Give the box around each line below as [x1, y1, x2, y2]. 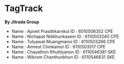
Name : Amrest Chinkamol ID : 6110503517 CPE [11, 44, 106, 49]
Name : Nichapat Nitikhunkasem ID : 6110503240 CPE [11, 33, 119, 39]
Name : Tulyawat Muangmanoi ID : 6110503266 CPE [11, 38, 116, 44]
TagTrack [4, 3, 43, 14]
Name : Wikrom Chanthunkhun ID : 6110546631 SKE [11, 54, 115, 60]
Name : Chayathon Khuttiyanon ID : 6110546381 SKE [11, 49, 116, 55]
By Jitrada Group [4, 19, 40, 25]
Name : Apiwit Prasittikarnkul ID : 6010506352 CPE [11, 28, 113, 34]
